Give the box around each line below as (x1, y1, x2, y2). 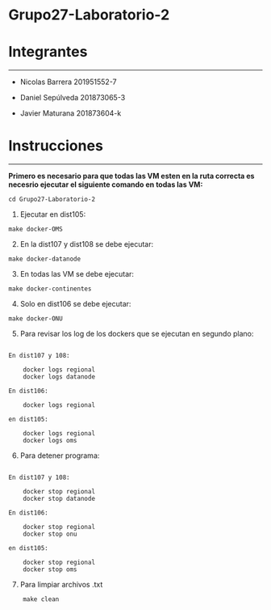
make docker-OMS (8, 225, 63, 234)
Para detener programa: (19, 451, 100, 460)
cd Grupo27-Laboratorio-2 (8, 196, 95, 204)
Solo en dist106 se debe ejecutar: (19, 299, 131, 309)
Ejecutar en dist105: (19, 210, 86, 219)
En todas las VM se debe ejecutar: (19, 269, 135, 279)
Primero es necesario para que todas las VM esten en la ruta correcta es (8, 172, 255, 181)
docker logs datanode (23, 373, 95, 381)
